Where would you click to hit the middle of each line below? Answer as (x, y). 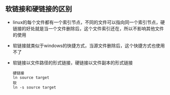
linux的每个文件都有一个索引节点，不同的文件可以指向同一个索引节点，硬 (89, 22)
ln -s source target (34, 87)
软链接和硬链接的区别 (39, 9)
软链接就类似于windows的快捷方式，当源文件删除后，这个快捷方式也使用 (89, 45)
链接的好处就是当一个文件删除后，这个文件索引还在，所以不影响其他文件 (88, 28)
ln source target (31, 77)
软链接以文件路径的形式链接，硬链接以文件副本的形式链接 (73, 63)
